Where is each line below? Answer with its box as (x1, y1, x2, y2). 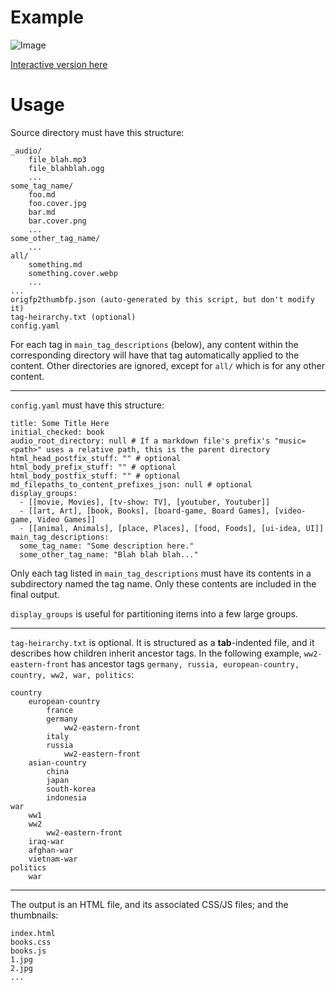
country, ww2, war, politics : (10, 668, 135, 680)
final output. (10, 588, 60, 600)
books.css (10, 937, 52, 947)
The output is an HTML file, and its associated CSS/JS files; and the (10, 898, 289, 910)
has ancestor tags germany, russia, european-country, (71, 657, 300, 670)
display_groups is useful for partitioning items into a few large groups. (10, 607, 298, 620)
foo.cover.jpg (28, 198, 87, 208)
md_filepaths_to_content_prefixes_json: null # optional (10, 479, 253, 490)
